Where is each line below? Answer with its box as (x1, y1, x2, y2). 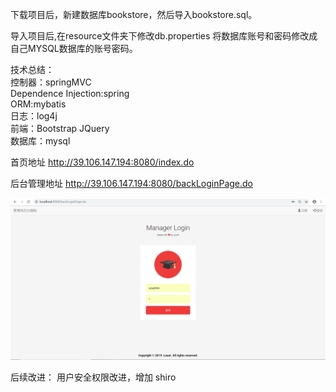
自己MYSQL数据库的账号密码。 (10, 43, 138, 54)
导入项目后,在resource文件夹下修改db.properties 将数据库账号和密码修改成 (10, 30, 318, 42)
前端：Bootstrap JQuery (10, 123, 110, 134)
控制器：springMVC (10, 76, 92, 88)
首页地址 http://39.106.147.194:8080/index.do (10, 156, 195, 168)
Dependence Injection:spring (10, 88, 130, 99)
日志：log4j (10, 110, 58, 122)
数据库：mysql (10, 135, 71, 147)
